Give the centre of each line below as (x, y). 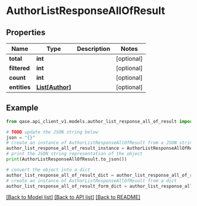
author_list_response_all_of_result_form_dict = (67, 186)
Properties (26, 32)
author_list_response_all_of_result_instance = (65, 148)
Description (94, 49)
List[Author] (54, 87)
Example (22, 108)
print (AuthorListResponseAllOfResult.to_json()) (67, 159)
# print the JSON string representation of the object (74, 154)
